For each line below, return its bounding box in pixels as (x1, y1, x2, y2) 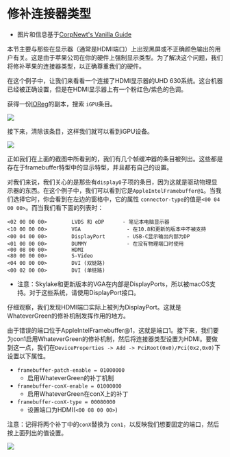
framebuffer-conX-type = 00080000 (16, 399, 116, 406)
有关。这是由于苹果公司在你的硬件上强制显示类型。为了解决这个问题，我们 (12, 53, 223, 62)
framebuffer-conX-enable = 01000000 (16, 382, 122, 390)
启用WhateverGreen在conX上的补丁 (27, 389, 129, 398)
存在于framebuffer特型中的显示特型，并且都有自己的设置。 (7, 163, 173, 172)
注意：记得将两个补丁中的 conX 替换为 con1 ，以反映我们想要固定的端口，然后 (7, 420, 220, 428)
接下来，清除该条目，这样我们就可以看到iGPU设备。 (7, 127, 154, 135)
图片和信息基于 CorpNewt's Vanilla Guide (16, 30, 132, 38)
